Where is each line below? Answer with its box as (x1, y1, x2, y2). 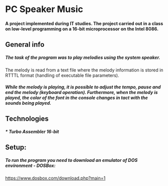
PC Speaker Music (5, 4, 84, 15)
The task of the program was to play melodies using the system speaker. (5, 54, 160, 60)
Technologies (5, 115, 49, 123)
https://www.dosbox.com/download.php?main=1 (5, 175, 106, 181)
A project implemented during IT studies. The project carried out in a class (5, 20, 163, 26)
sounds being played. (5, 100, 52, 106)
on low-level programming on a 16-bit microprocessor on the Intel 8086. (5, 26, 159, 32)
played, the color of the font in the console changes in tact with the (5, 95, 148, 101)
